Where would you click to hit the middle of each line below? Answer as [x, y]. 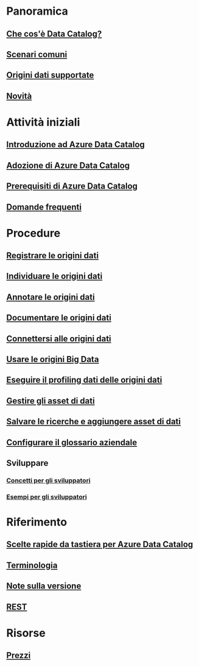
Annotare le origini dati [51, 297]
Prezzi [19, 655]
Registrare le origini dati [53, 255]
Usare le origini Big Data [53, 359]
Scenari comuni [37, 54]
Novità [19, 96]
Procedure [33, 233]
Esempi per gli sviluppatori [47, 497]
